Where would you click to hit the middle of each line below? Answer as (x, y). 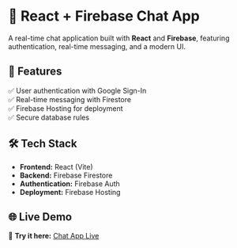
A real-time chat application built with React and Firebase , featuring (119, 38)
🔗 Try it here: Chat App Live (54, 236)
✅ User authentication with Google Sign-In (77, 90)
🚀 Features (35, 72)
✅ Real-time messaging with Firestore (70, 99)
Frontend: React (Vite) (56, 166)
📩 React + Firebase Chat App (104, 16)
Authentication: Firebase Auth (70, 183)
